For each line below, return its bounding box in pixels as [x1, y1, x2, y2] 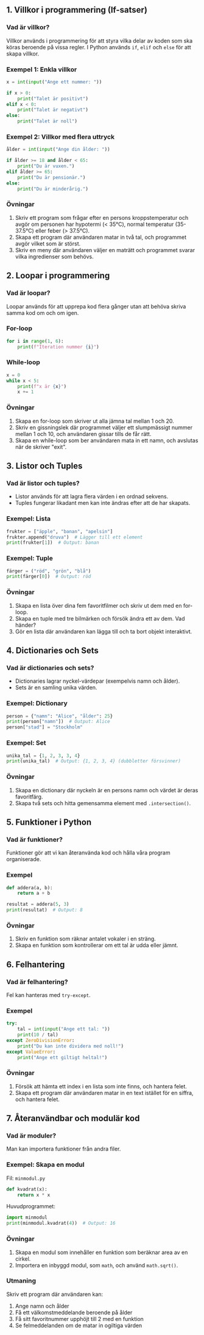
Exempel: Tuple [6, 554, 53, 563]
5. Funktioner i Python [6, 817, 92, 827]
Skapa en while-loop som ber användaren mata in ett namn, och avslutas [15, 437, 199, 444]
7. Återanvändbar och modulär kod [6, 1113, 140, 1124]
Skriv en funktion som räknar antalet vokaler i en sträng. [15, 935, 157, 943]
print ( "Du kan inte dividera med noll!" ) [17, 1043, 124, 1049]
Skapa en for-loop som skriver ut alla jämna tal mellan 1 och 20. [15, 417, 175, 424]
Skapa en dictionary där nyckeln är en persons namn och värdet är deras [15, 786, 199, 794]
